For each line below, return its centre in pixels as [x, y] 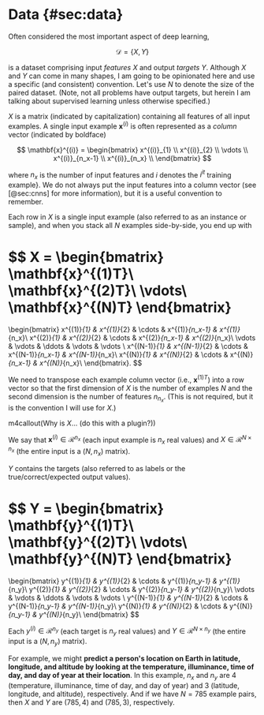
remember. [26, 202]
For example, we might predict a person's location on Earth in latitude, [124, 658]
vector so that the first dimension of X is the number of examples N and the [130, 387]
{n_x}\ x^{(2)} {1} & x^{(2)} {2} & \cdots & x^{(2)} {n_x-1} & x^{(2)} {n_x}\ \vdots [132, 338]
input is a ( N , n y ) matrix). [48, 642]
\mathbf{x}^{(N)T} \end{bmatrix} [120, 307]
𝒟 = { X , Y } [132, 51]
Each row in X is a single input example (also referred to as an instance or [127, 217]
